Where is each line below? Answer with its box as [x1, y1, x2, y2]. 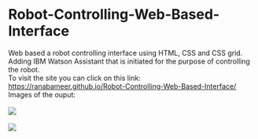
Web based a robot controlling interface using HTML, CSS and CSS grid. [8, 48, 243, 57]
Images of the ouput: [8, 90, 76, 99]
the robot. [8, 64, 40, 74]
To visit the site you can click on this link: [8, 73, 141, 82]
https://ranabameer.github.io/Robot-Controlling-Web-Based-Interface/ [8, 81, 237, 91]
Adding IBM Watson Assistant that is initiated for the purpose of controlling [8, 57, 250, 66]
